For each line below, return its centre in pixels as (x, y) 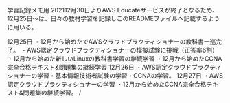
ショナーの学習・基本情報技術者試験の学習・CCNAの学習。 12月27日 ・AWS (115, 76)
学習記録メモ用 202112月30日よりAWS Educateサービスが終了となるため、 (113, 10)
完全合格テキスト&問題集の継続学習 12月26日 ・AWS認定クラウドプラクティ (114, 67)
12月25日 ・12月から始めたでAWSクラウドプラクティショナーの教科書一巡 (112, 42)
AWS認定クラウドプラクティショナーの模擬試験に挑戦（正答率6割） (122, 50)
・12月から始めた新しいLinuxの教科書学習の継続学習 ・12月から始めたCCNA (115, 59)
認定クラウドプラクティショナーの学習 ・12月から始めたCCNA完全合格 (107, 84)
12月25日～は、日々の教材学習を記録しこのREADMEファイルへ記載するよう (114, 18)
